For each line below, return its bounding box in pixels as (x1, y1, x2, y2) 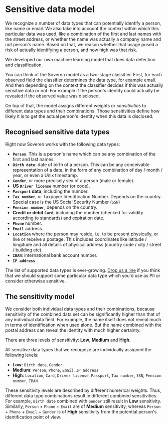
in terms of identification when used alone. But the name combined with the (5, 322, 162, 328)
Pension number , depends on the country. (12, 204, 98, 210)
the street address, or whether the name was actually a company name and (5, 36, 161, 42)
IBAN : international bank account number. (12, 252, 98, 258)
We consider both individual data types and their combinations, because (5, 306, 155, 312)
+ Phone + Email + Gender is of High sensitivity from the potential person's (5, 408, 157, 414)
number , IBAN (12, 377, 38, 383)
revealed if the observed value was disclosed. (5, 93, 100, 99)
